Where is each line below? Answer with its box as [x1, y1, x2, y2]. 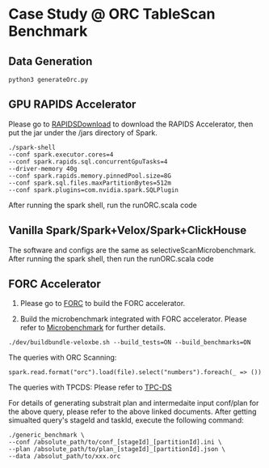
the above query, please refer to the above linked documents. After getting [8, 406, 257, 417]
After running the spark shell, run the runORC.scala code [8, 200, 198, 210]
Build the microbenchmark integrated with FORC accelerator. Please [19, 314, 247, 324]
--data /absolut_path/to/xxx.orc [8, 453, 121, 461]
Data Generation [8, 54, 93, 68]
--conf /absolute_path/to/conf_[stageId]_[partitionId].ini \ [8, 438, 222, 446]
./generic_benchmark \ [8, 431, 85, 440]
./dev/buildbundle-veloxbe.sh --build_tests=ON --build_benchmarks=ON [8, 338, 251, 347]
